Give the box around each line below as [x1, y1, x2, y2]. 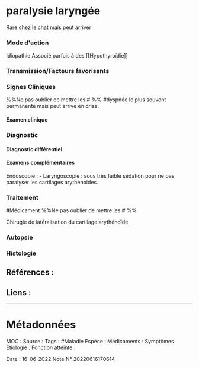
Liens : [6, 288, 31, 298]
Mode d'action [6, 39, 49, 47]
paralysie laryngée [6, 4, 101, 18]
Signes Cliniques [6, 83, 56, 91]
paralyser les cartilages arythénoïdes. [6, 178, 99, 186]
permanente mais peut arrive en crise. [6, 103, 99, 110]
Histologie [6, 249, 37, 257]
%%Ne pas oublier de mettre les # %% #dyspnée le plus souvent [6, 96, 166, 103]
